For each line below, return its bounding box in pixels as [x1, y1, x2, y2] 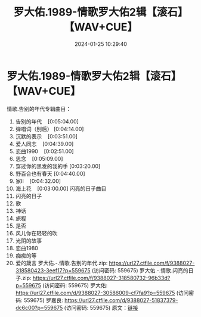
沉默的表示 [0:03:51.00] [15, 132, 78, 140]
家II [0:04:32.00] [15, 177, 61, 185]
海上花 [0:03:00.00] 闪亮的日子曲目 [15, 185, 107, 192]
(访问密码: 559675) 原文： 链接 [64, 304, 138, 311]
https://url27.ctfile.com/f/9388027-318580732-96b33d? [32, 274, 171, 281]
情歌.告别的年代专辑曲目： [7, 105, 72, 112]
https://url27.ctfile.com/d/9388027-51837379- [64, 296, 178, 304]
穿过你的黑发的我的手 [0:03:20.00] [15, 162, 101, 170]
